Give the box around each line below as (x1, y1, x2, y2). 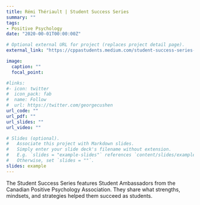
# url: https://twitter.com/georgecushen (6, 102, 113, 108)
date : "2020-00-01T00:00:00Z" (6, 31, 82, 37)
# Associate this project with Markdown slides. (6, 141, 135, 147)
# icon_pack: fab (6, 91, 52, 97)
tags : (6, 20, 20, 26)
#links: (6, 80, 26, 86)
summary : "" (6, 14, 36, 20)
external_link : (6, 47, 44, 54)
